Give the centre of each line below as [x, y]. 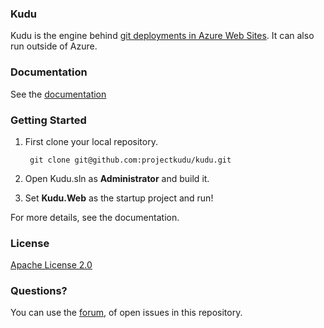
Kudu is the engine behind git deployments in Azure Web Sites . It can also [162, 36]
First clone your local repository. [91, 141]
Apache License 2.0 [51, 265]
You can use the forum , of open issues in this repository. [126, 313]
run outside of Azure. [54, 46]
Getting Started [48, 120]
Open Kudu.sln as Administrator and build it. [117, 178]
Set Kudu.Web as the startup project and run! [119, 198]
